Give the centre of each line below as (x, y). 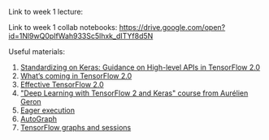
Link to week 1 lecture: (46, 12)
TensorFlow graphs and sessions (76, 127)
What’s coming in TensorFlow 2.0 (76, 76)
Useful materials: (37, 51)
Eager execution (48, 110)
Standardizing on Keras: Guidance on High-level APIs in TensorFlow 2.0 (140, 67)
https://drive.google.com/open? (172, 27)
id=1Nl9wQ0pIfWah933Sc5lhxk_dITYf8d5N (81, 36)
